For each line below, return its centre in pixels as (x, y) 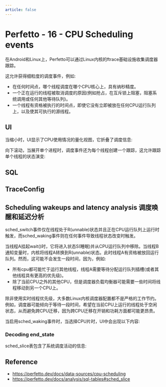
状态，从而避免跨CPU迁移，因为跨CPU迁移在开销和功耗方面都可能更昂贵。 (82, 311)
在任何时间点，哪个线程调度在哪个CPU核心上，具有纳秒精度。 (75, 86)
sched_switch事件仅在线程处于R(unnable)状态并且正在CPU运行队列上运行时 (82, 229)
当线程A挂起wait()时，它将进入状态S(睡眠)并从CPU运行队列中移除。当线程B (82, 246)
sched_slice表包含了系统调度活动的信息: (46, 346)
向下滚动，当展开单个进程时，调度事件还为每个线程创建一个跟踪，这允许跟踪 (83, 150)
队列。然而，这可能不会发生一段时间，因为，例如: (56, 258)
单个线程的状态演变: (25, 156)
